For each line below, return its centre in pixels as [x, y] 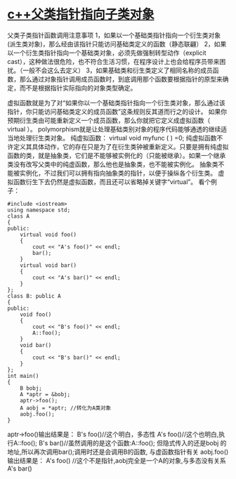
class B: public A [34, 296]
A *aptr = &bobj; [45, 394]
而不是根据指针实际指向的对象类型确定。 [78, 88]
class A [19, 216]
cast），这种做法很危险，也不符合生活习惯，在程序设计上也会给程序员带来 [113, 61]
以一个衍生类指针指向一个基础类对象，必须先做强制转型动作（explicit [107, 53]
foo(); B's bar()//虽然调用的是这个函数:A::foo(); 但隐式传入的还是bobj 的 [124, 442]
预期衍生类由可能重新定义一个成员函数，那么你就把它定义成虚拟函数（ [109, 120]
